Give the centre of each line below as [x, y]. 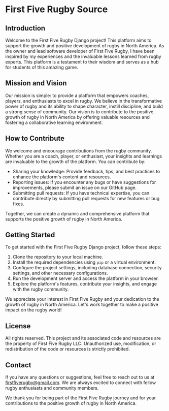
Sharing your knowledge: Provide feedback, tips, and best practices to [86, 171]
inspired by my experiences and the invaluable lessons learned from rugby [83, 56]
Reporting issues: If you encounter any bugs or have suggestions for [84, 182]
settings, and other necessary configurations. [60, 273]
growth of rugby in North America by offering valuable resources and [77, 117]
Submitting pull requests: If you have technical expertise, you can [81, 193]
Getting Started [30, 235]
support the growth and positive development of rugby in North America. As [85, 46]
